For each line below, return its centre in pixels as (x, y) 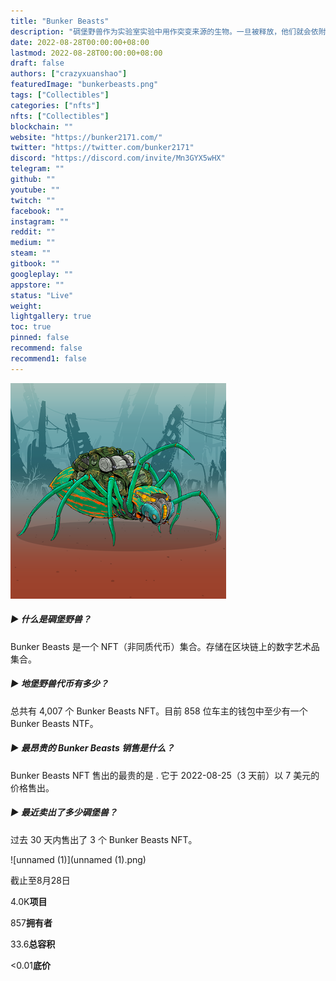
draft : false (37, 63)
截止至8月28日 (40, 880)
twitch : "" (33, 200)
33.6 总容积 (33, 944)
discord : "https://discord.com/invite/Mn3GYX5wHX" (118, 158)
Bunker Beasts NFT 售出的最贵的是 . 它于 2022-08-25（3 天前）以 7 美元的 (165, 775)
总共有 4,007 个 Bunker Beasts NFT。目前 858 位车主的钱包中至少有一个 (159, 711)
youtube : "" (35, 190)
